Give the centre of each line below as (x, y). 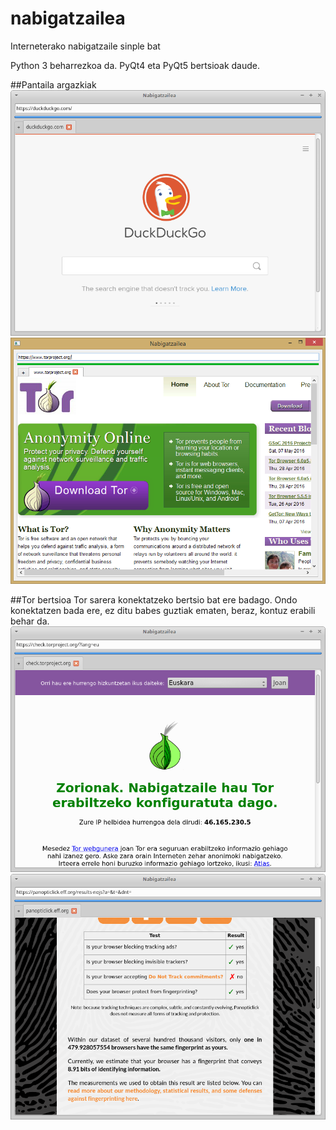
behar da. (30, 621)
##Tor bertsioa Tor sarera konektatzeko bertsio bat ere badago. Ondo (154, 600)
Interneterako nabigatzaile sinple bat (85, 46)
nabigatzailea (68, 18)
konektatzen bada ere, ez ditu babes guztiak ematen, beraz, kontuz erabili (163, 611)
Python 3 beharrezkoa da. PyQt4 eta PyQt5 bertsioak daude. (135, 65)
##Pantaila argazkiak (53, 84)
